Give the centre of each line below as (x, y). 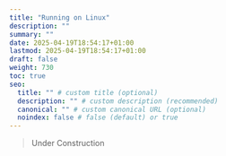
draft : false (34, 59)
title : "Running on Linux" (60, 17)
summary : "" (31, 34)
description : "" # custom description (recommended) (118, 101)
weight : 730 (31, 68)
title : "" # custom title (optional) (88, 92)
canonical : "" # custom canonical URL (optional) (112, 109)
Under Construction (68, 143)
